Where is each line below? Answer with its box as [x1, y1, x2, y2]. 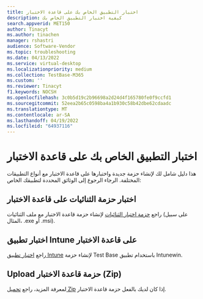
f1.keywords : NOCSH [7, 89, 57, 95]
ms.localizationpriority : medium [7, 66, 92, 72]
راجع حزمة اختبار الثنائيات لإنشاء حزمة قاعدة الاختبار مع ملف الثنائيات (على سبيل [7, 210, 188, 218]
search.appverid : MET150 [7, 20, 70, 26]
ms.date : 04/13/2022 [7, 55, 60, 61]
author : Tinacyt [7, 26, 48, 33]
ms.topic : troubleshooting [7, 49, 76, 55]
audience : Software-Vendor [7, 44, 76, 50]
